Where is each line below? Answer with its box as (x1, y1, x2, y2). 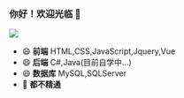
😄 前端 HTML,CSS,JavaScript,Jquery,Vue (21, 46, 176, 57)
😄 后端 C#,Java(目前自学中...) (21, 57, 133, 68)
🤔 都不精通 (21, 79, 61, 90)
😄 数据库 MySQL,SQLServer (21, 68, 126, 79)
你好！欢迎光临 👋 (9, 7, 81, 19)
